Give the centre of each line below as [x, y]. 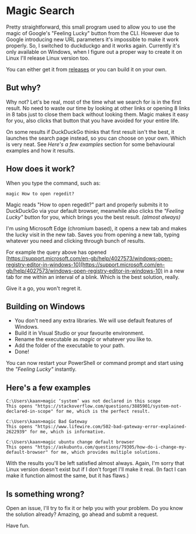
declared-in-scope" [30, 411]
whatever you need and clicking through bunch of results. [76, 240]
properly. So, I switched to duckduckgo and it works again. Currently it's [93, 46]
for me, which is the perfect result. [103, 411]
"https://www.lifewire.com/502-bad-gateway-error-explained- [111, 427]
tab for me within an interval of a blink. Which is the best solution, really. [93, 277]
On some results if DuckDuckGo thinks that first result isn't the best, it [90, 132]
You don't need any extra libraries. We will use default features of [93, 321]
